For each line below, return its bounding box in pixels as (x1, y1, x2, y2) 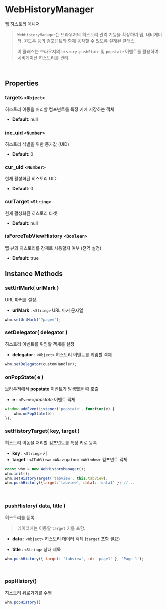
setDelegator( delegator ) (5, 329, 68, 336)
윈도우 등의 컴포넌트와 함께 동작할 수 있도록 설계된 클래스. (24, 38, 136, 44)
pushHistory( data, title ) (5, 502, 66, 509)
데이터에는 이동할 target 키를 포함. (17, 525, 86, 531)
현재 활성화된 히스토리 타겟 (5, 210, 57, 216)
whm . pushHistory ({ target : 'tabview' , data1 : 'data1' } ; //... (5, 480, 135, 485)
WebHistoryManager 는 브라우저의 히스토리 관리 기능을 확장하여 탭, (17, 31, 145, 37)
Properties (5, 79, 39, 88)
